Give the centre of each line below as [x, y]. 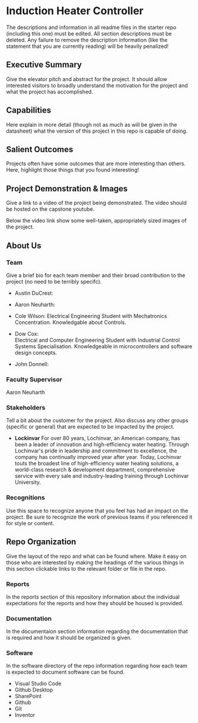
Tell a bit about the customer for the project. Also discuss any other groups [97, 420]
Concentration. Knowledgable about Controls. [70, 322]
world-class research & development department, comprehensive [95, 470]
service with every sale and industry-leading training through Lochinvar [102, 476]
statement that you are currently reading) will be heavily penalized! [87, 46]
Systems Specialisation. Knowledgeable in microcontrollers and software [103, 346]
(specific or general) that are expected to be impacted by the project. [90, 427]
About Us [24, 245]
